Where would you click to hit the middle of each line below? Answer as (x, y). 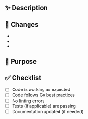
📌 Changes (22, 24)
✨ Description (26, 8)
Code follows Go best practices (43, 95)
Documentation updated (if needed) (48, 111)
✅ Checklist (23, 78)
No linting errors (28, 101)
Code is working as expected (41, 89)
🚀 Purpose (21, 62)
